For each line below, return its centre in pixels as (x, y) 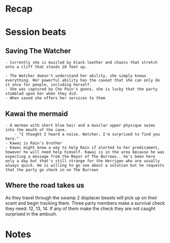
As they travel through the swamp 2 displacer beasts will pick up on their (81, 198)
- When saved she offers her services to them (55, 98)
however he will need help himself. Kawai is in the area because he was (85, 152)
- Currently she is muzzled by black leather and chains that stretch (81, 63)
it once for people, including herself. (49, 85)
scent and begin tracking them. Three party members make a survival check (85, 203)
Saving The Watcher (38, 51)
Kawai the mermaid (37, 114)
